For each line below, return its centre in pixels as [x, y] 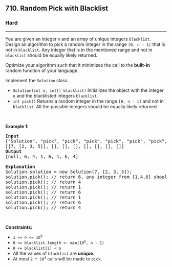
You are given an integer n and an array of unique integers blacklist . [78, 39]
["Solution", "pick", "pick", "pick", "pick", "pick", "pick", [86, 141]
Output [14, 151]
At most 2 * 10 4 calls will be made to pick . [57, 259]
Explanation [20, 166]
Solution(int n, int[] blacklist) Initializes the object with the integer [88, 90]
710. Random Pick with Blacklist [57, 8]
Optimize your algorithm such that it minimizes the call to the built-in [78, 65]
